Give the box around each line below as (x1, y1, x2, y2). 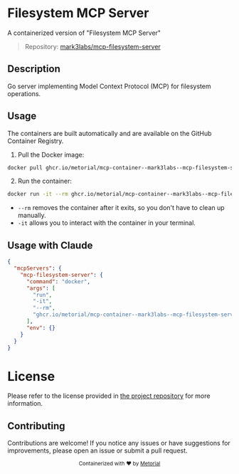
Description (7, 63, 60, 75)
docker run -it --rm (7, 191, 69, 198)
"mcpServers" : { (14, 265, 62, 272)
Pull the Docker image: (17, 150, 85, 159)
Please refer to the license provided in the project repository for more (7, 391, 211, 400)
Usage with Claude (7, 239, 93, 251)
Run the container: (17, 177, 73, 186)
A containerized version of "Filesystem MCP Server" (7, 28, 161, 37)
